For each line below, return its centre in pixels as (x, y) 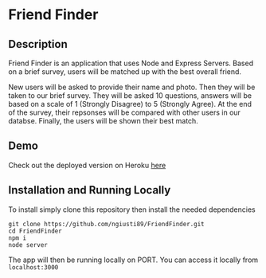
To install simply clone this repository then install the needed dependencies (132, 209)
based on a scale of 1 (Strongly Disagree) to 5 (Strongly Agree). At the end (130, 104)
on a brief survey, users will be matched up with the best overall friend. (125, 72)
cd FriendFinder (35, 231)
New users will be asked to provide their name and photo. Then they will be (132, 87)
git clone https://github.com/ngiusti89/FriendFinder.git (106, 224)
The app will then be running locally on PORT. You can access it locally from (133, 260)
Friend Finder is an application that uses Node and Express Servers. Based (131, 63)
